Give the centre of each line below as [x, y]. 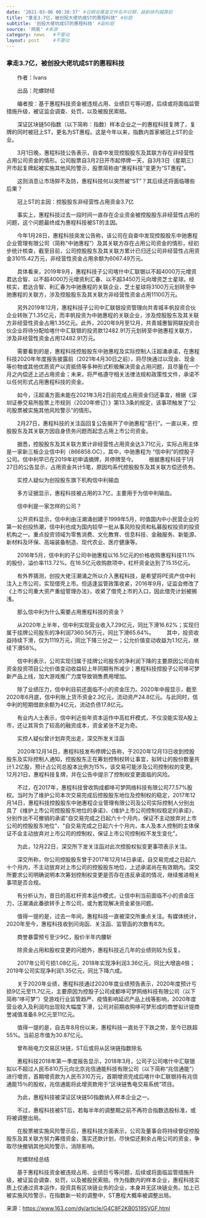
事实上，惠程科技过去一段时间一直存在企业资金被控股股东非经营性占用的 [108, 215]
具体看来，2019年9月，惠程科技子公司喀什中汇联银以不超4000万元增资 [107, 272]
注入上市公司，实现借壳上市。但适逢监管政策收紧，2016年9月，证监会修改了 [103, 584]
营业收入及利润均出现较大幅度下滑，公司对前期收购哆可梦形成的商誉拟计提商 [103, 1007]
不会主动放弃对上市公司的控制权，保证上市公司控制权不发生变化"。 [96, 833]
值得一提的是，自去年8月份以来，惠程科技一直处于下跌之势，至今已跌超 [107, 1027]
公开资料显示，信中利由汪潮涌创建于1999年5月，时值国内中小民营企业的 [108, 519]
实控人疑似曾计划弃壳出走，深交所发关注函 [71, 738]
